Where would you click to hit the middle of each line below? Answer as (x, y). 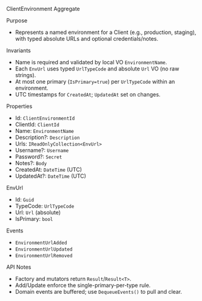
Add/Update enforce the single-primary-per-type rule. (83, 285)
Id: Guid (25, 199)
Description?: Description (47, 137)
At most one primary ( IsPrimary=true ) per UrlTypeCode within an (95, 82)
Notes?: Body (31, 163)
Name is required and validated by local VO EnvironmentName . (91, 62)
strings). (25, 75)
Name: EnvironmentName (44, 131)
